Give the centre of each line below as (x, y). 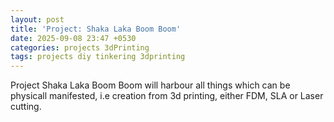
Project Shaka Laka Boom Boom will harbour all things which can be (150, 85)
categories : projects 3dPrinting (80, 47)
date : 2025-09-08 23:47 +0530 (73, 38)
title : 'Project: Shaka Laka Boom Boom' (96, 29)
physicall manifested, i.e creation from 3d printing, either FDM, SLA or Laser (167, 96)
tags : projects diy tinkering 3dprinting (98, 57)
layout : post (37, 19)
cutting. (26, 107)
